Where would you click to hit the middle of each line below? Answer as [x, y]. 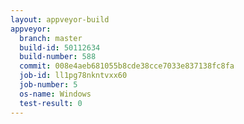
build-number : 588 [58, 57]
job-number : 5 [48, 85]
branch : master [51, 38]
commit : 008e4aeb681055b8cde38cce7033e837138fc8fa [127, 66]
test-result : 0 [51, 103]
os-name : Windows [55, 94]
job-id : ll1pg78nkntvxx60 [73, 76]
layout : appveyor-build [60, 19]
